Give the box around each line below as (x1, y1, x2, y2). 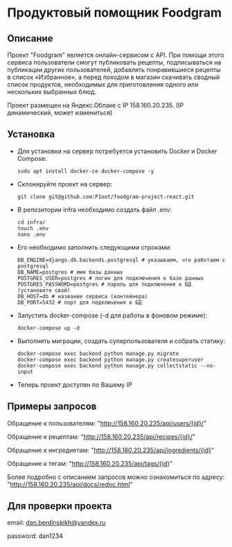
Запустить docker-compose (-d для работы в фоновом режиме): (17, 311, 208, 320)
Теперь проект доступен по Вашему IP (17, 380, 133, 389)
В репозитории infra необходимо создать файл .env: (17, 205, 172, 214)
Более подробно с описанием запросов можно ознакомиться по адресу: (7, 473, 225, 481)
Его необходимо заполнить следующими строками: (17, 243, 172, 251)
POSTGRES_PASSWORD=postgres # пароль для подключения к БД (17, 281, 192, 288)
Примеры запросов (7, 401, 97, 413)
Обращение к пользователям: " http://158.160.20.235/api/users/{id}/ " (7, 419, 207, 427)
